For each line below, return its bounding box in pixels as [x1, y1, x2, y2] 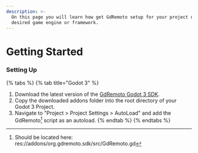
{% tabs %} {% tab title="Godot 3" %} [6, 79, 99, 86]
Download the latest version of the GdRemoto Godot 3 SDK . [14, 91, 160, 98]
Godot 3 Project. [14, 103, 55, 110]
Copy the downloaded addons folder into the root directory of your [14, 97, 177, 104]
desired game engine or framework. [11, 19, 99, 25]
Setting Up [6, 66, 37, 74]
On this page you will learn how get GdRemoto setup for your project [11, 14, 189, 20]
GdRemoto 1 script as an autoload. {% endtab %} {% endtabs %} [14, 115, 171, 124]
